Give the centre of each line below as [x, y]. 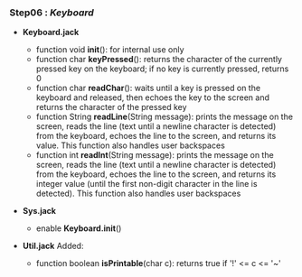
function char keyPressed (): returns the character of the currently [159, 60]
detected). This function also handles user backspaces [138, 194]
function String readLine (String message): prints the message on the [165, 117]
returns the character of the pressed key [111, 107]
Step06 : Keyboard [52, 13]
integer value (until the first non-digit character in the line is [146, 184]
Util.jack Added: [53, 246]
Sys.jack [39, 211]
